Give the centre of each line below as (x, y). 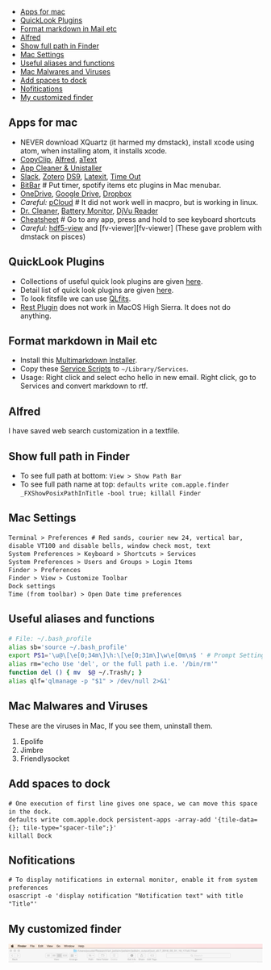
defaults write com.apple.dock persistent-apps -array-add (110, 819)
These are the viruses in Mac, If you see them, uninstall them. (110, 725)
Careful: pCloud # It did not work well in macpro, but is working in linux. (139, 202)
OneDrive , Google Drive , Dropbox (75, 194)
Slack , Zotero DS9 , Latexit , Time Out (80, 176)
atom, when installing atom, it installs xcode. (94, 151)
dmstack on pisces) (53, 236)
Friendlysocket (45, 759)
